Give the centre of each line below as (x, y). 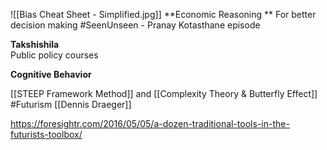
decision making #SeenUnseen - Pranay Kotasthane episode (135, 25)
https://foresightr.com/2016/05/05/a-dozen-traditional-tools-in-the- (150, 123)
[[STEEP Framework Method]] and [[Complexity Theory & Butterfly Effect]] (164, 93)
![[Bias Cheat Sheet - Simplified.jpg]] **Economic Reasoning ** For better (163, 14)
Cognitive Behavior (51, 74)
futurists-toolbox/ (46, 134)
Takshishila (35, 44)
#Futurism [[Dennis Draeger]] (71, 104)
